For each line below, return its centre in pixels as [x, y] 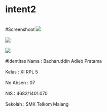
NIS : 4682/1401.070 [27, 93]
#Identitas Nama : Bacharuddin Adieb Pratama [54, 61]
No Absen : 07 [20, 83]
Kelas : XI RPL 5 [22, 71]
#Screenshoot [20, 29]
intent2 [21, 9]
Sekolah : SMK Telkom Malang [37, 104]
